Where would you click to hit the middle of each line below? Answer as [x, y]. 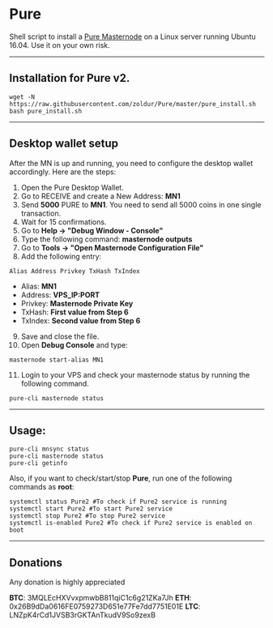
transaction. [41, 213]
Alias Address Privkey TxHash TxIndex [75, 271]
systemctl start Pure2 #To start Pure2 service [91, 509]
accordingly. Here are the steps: [63, 172]
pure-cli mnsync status [49, 449]
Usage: [28, 430]
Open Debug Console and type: [74, 344]
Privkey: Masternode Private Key [77, 303]
